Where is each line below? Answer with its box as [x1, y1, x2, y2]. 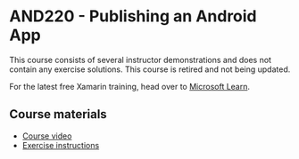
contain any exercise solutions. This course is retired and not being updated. [9, 64, 291, 75]
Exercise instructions [21, 139, 100, 150]
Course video [21, 131, 72, 141]
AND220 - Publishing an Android [9, 6, 257, 27]
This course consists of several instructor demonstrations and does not [9, 54, 272, 65]
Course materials [9, 107, 107, 122]
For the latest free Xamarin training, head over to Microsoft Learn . [9, 81, 251, 91]
